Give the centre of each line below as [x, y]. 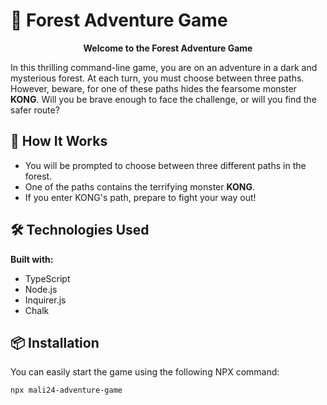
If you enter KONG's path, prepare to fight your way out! [140, 197]
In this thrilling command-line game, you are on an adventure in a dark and [164, 67]
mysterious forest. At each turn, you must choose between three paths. [157, 78]
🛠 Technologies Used [80, 230]
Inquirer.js [45, 300]
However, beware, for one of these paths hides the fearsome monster [153, 88]
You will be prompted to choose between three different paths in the [165, 165]
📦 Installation [55, 342]
